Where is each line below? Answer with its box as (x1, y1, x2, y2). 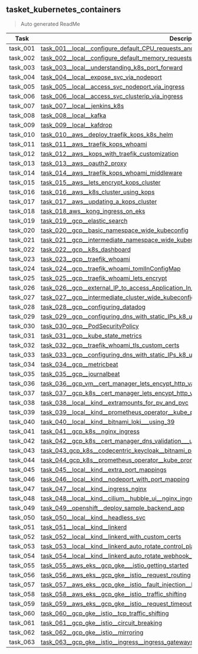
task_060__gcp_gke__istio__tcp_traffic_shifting (40, 609, 169, 617)
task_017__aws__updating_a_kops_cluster (40, 197, 157, 206)
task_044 (9, 456, 35, 464)
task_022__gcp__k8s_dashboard (40, 245, 131, 253)
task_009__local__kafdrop (40, 121, 113, 129)
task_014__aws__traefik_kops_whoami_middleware (40, 169, 183, 177)
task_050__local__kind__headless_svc (40, 513, 146, 521)
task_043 (9, 446, 35, 454)
